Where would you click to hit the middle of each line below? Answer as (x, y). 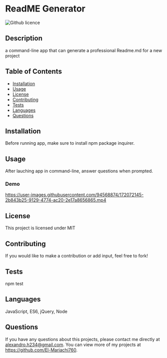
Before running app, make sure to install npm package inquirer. (70, 143)
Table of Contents (34, 71)
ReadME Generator (45, 9)
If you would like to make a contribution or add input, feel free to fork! (77, 256)
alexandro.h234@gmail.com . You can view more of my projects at (73, 344)
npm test (14, 283)
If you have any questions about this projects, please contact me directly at (82, 339)
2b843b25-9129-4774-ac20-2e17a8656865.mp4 (56, 200)
